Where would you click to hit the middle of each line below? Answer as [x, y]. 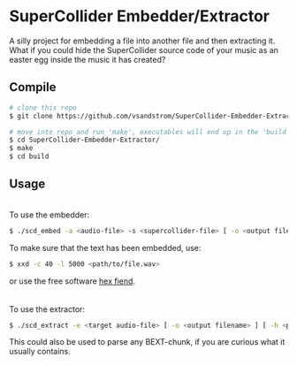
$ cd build [29, 156]
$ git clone [31, 116]
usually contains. [40, 352]
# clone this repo [43, 108]
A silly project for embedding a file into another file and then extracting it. [142, 41]
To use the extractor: [47, 309]
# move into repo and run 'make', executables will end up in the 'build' [150, 132]
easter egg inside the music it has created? [88, 59]
